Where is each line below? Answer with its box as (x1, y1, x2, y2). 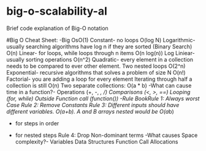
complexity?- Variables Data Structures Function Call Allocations (15, 138, 178, 145)
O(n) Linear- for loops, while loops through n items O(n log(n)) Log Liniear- (6, 49, 195, 56)
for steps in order (15, 119, 59, 127)
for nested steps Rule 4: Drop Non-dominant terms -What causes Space (15, 131, 198, 139)
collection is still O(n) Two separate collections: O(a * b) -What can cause (6, 81, 192, 89)
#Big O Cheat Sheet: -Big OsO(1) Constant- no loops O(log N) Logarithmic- (6, 36, 196, 43)
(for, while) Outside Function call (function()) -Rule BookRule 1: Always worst (6, 95, 200, 102)
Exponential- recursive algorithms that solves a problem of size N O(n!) (6, 68, 186, 76)
